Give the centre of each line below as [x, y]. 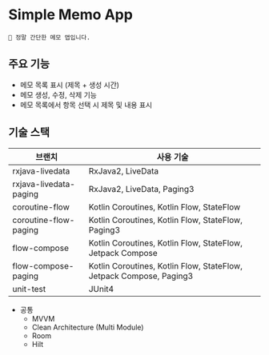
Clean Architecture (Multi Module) [88, 327]
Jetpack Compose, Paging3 [141, 276]
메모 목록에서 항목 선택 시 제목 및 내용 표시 [86, 105]
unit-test [29, 289]
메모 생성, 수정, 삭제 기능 [58, 94]
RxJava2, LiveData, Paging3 [141, 189]
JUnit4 [101, 289]
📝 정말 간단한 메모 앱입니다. [49, 38]
